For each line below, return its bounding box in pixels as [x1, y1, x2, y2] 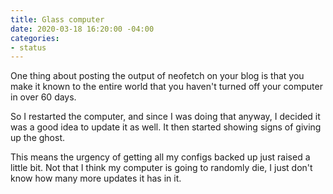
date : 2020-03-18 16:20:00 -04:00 [10, 24, 155, 34]
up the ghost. [10, 132, 66, 144]
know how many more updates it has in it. [10, 172, 182, 185]
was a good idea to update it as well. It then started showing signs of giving [10, 121, 322, 133]
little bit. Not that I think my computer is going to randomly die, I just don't [10, 162, 313, 174]
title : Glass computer [10, 14, 105, 25]
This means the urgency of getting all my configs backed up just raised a [10, 151, 311, 163]
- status [10, 42, 47, 53]
